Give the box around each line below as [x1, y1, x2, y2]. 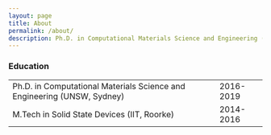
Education [8, 61, 50, 72]
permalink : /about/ [8, 27, 74, 35]
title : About [8, 19, 52, 27]
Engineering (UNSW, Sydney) [12, 90, 125, 101]
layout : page [8, 11, 52, 20]
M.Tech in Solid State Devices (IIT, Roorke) [12, 108, 175, 120]
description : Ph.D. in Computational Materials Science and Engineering [8, 34, 258, 43]
